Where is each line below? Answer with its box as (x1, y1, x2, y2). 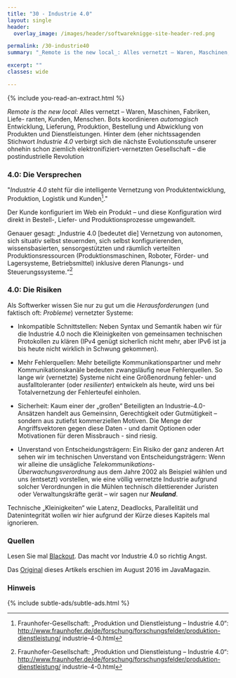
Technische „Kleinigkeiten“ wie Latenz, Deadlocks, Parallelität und (7, 503, 199, 511)
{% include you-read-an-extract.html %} (7, 93, 125, 102)
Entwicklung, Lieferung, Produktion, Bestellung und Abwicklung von (7, 122, 204, 131)
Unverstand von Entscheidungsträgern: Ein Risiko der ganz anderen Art (17, 445, 225, 453)
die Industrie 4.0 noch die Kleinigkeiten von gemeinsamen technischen (17, 330, 223, 338)
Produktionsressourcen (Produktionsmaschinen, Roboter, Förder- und (7, 251, 209, 260)
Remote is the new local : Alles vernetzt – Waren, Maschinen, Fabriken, (7, 107, 211, 116)
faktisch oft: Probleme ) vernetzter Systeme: (7, 308, 133, 317)
